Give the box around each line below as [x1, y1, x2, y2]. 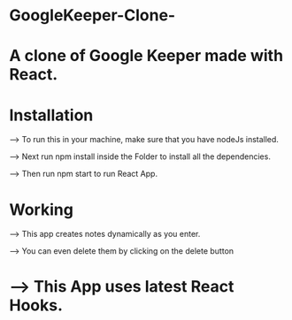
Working [9, 200, 73, 219]
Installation [9, 105, 94, 125]
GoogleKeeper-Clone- [9, 5, 176, 26]
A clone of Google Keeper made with [9, 46, 284, 66]
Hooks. [9, 295, 64, 316]
